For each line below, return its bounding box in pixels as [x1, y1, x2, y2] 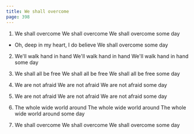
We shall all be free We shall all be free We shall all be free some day [14, 70, 180, 77]
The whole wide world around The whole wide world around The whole [14, 104, 186, 111]
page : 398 [6, 14, 30, 20]
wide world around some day [14, 110, 85, 117]
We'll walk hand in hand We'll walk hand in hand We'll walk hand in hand [14, 52, 189, 59]
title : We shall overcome [6, 8, 69, 15]
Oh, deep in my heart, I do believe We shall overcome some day [14, 41, 168, 48]
